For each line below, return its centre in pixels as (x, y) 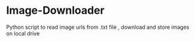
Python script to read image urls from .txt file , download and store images (98, 27)
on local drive (23, 33)
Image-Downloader (55, 10)
